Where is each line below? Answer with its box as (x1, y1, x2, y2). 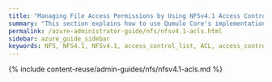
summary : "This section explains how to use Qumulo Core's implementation (8, 19, 266, 28)
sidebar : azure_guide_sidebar (8, 34, 111, 43)
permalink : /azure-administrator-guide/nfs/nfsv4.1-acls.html (8, 27, 223, 35)
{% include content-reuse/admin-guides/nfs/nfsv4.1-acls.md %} (8, 64, 223, 74)
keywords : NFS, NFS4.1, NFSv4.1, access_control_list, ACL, (8, 42, 216, 50)
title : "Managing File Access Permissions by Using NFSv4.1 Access (8, 11, 241, 20)
